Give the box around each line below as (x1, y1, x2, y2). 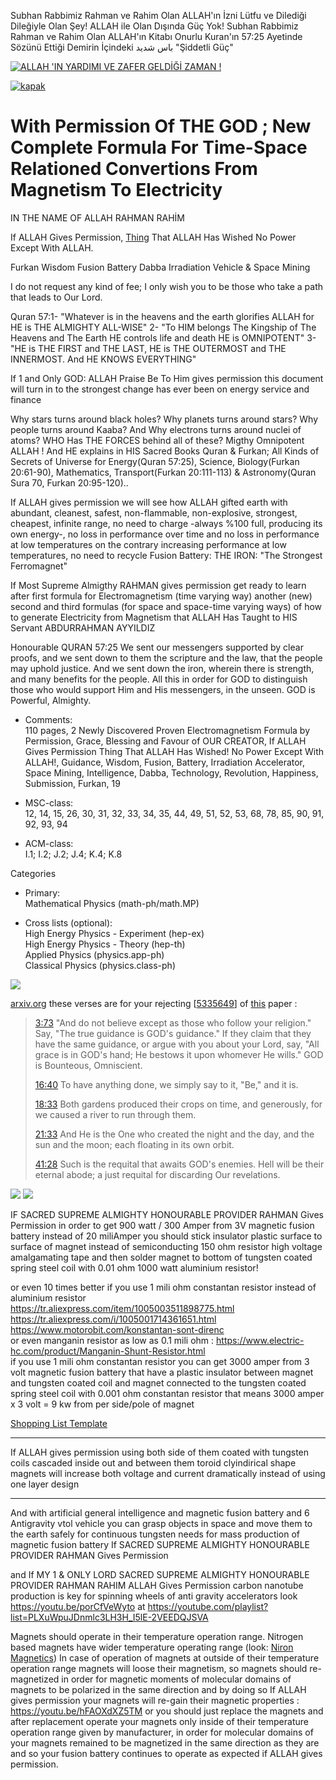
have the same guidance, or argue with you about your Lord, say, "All (34, 1038, 320, 1050)
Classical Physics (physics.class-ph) (24, 959, 177, 971)
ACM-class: (24, 837, 74, 849)
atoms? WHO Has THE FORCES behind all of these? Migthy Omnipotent (10, 434, 305, 446)
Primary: (24, 886, 61, 899)
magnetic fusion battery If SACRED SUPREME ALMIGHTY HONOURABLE (10, 1538, 310, 1550)
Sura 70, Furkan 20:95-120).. (10, 476, 129, 489)
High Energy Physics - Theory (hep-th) (24, 938, 186, 950)
